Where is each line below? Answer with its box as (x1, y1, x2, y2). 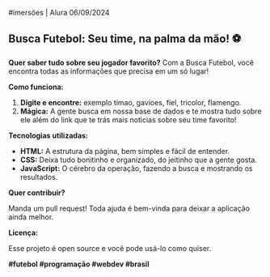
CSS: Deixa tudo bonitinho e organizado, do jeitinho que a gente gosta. (19, 155, 257, 164)
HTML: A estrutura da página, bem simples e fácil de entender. (19, 146, 230, 156)
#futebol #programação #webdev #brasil (8, 259, 150, 269)
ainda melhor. (8, 211, 54, 222)
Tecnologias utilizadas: (8, 130, 89, 140)
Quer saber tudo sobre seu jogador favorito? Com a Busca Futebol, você (8, 58, 255, 67)
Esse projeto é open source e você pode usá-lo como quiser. (8, 243, 212, 253)
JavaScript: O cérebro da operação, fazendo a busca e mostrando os (19, 163, 253, 173)
